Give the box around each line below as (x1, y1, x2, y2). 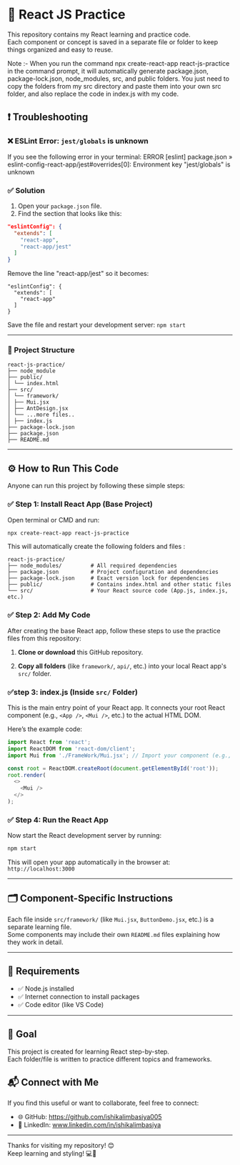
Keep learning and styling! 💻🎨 (7, 1149, 97, 1158)
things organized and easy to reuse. (7, 45, 114, 54)
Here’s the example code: (7, 725, 83, 733)
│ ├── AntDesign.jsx (7, 405, 69, 412)
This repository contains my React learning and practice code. (7, 30, 191, 39)
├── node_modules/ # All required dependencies (7, 562, 177, 570)
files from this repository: (7, 634, 82, 643)
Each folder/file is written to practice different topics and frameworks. (7, 1054, 212, 1064)
